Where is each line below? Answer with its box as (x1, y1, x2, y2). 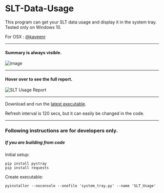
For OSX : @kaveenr (5, 34, 46, 40)
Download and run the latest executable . (5, 101, 86, 107)
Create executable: (5, 174, 43, 180)
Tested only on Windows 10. (5, 24, 62, 30)
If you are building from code (5, 139, 65, 145)
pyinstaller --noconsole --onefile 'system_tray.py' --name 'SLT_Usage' (5, 184, 156, 189)
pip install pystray (5, 161, 47, 166)
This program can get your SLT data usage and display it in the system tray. (5, 19, 157, 25)
